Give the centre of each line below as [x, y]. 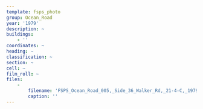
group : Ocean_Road [29, 18]
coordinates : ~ [25, 46]
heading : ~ [20, 51]
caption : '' [43, 96]
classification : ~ [29, 57]
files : [14, 79]
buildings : [20, 35]
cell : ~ [16, 68]
